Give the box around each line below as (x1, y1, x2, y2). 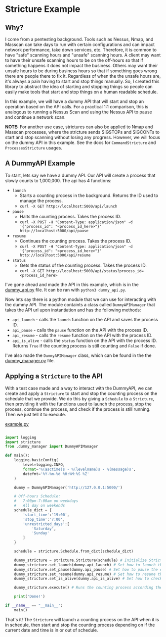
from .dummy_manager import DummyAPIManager (5, 444, 98, 449)
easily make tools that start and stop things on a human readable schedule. (5, 89, 158, 95)
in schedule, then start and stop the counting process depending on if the (5, 622, 155, 628)
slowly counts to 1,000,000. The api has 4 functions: (5, 177, 112, 184)
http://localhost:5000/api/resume (19, 252, 91, 258)
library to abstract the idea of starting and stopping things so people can (5, 84, 153, 90)
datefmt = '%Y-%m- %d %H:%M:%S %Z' (23, 471, 90, 476)
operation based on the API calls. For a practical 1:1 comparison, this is (5, 104, 149, 109)
